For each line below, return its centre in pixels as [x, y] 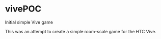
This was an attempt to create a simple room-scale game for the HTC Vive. [81, 31]
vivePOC [23, 9]
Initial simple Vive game [29, 22]
